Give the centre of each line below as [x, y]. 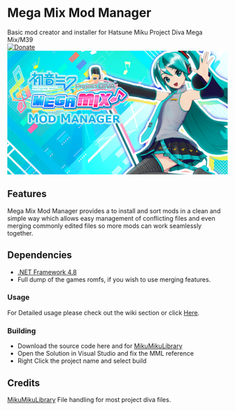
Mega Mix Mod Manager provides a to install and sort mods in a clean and [114, 210]
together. [20, 233]
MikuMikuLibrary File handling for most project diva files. [89, 399]
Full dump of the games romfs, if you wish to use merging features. [114, 279]
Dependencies [40, 255]
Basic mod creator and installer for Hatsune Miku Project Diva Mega [105, 32]
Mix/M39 [20, 39]
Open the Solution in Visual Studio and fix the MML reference [106, 354]
